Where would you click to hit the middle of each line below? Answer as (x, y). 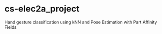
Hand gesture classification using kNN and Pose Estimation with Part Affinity (81, 22)
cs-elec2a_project (42, 9)
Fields (11, 27)
